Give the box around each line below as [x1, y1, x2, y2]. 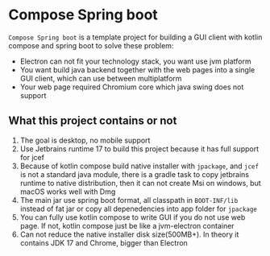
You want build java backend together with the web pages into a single [19, 64, 255, 74]
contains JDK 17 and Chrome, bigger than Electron [19, 237, 188, 247]
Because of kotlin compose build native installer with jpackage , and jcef [19, 161, 260, 171]
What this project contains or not [8, 114, 177, 128]
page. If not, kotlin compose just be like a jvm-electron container [19, 221, 235, 230]
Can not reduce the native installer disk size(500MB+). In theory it [19, 229, 239, 239]
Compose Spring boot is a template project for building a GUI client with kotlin [8, 32, 263, 42]
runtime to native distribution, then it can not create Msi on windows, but [19, 178, 262, 188]
